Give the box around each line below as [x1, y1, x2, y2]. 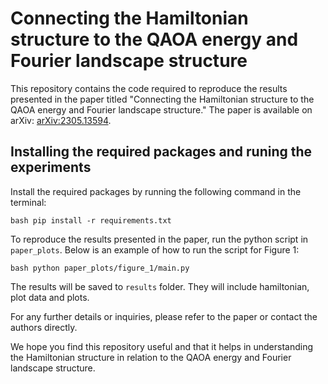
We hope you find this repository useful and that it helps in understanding [10, 340, 314, 352]
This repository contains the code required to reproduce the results [10, 82, 288, 94]
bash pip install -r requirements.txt [10, 215, 172, 226]
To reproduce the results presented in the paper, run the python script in [10, 233, 309, 245]
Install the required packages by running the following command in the [10, 185, 302, 197]
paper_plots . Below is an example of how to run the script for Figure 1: [10, 243, 300, 256]
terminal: [10, 196, 47, 208]
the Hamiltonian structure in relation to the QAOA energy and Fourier [10, 351, 292, 363]
